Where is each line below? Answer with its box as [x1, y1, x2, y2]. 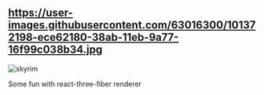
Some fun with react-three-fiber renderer [8, 79, 141, 89]
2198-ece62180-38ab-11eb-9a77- [8, 31, 179, 44]
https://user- [8, 6, 73, 20]
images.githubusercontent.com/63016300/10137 [8, 19, 256, 32]
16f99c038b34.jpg [8, 43, 103, 57]
